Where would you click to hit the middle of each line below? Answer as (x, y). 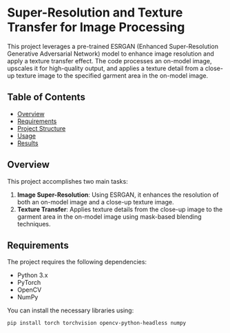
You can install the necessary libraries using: (71, 310)
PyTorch (29, 283)
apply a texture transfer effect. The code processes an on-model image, (109, 61)
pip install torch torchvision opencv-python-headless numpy (97, 323)
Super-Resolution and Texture (95, 13)
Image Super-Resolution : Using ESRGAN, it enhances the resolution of (118, 195)
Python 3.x (32, 275)
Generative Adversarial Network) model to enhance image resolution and (111, 54)
